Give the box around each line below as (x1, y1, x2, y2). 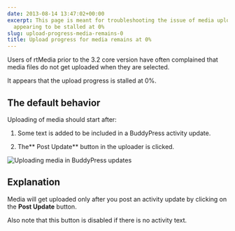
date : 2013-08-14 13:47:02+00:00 (7, 10, 105, 17)
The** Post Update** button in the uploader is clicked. (17, 142, 175, 150)
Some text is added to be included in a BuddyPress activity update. (17, 129, 211, 137)
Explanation (7, 176, 61, 188)
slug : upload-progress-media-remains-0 (7, 29, 124, 37)
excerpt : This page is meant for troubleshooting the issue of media (7, 17, 215, 24)
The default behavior (7, 97, 101, 108)
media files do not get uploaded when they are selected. (7, 63, 170, 71)
